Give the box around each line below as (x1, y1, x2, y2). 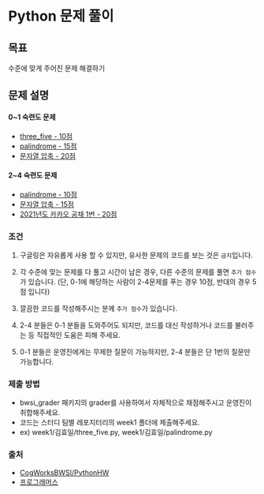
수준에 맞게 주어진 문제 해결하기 (8, 64, 106, 73)
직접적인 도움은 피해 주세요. (36, 331, 121, 340)
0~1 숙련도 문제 (8, 112, 57, 122)
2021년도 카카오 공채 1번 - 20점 (19, 209, 117, 219)
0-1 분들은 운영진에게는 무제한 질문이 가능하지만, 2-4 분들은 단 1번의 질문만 (19, 347, 251, 357)
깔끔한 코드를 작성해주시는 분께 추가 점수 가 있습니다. (19, 304, 178, 313)
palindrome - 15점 (19, 141, 77, 151)
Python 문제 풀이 (8, 7, 114, 25)
